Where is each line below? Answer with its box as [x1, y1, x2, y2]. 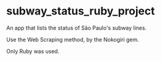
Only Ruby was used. [6, 47, 60, 55]
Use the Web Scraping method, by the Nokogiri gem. [6, 36, 139, 43]
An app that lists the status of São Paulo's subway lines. [6, 24, 147, 31]
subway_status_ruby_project [6, 4, 156, 18]
